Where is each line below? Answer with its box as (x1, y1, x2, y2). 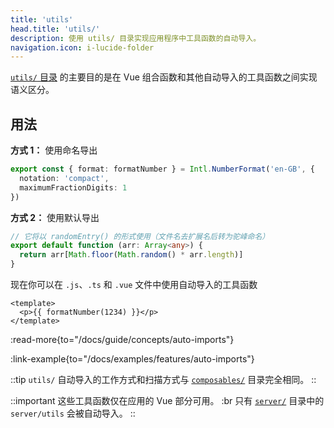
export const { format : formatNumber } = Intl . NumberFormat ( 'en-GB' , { (10, 164, 315, 175)
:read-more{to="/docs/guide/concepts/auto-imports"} (10, 334, 235, 346)
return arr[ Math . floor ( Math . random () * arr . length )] (19, 250, 244, 260)
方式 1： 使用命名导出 (10, 144, 98, 156)
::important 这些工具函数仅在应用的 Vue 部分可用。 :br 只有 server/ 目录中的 (10, 395, 325, 407)
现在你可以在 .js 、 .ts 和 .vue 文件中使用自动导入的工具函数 (10, 279, 258, 291)
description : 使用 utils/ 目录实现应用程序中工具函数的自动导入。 (10, 33, 262, 43)
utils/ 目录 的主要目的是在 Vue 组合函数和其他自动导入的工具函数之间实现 (10, 71, 318, 83)
